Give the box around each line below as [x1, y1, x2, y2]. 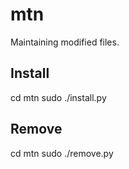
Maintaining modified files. [10, 36, 120, 48]
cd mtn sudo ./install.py [10, 91, 107, 103]
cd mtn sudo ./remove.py [10, 147, 114, 159]
